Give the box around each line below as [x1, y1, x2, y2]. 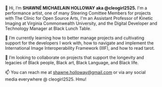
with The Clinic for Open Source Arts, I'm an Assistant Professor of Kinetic [5, 15, 153, 21]
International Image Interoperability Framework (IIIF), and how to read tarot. [5, 45, 155, 51]
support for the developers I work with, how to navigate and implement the [5, 40, 154, 46]
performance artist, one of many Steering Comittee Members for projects [5, 10, 151, 16]
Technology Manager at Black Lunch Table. [5, 26, 91, 31]
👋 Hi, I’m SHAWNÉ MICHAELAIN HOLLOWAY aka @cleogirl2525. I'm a [5, 5, 147, 11]
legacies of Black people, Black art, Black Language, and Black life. [5, 60, 139, 65]
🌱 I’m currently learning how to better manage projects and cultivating [5, 35, 144, 41]
